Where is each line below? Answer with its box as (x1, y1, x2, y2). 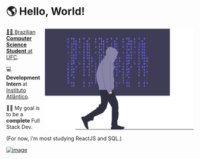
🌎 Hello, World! (6, 5, 85, 18)
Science (6, 41, 27, 48)
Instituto (6, 87, 27, 94)
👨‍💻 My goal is (6, 104, 40, 112)
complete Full (6, 117, 40, 124)
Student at (6, 47, 33, 54)
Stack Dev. (6, 123, 33, 131)
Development (6, 74, 40, 81)
